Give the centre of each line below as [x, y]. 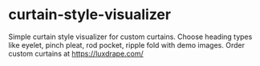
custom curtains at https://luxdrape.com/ [76, 53]
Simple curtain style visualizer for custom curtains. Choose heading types [130, 37]
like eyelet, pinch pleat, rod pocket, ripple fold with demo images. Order [126, 45]
